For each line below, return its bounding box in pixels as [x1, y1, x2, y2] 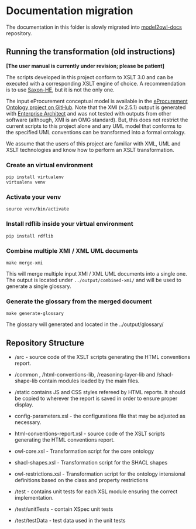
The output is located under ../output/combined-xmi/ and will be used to [6, 276, 181, 283]
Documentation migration [6, 4, 133, 18]
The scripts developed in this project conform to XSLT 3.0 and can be [6, 73, 174, 80]
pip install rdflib [6, 233, 54, 239]
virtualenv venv [6, 179, 46, 185]
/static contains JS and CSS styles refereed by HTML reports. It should [14, 389, 185, 396]
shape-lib [14, 377, 38, 385]
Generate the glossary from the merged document [6, 297, 152, 306]
